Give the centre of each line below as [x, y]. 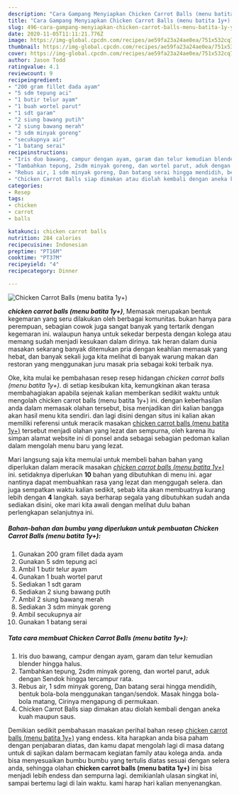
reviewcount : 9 [30, 73]
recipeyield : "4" [34, 265]
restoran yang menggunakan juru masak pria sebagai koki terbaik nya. [111, 364]
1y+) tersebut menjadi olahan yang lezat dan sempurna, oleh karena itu [112, 430]
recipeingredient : [35, 80]
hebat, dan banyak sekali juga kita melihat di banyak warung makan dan [113, 357]
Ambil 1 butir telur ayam [52, 569]
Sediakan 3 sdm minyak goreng [65, 607]
